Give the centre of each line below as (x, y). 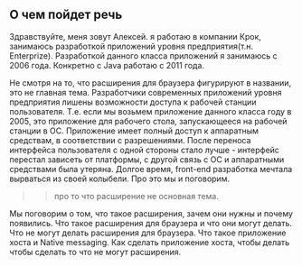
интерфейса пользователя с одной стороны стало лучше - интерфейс (145, 150)
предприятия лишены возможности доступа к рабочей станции (133, 102)
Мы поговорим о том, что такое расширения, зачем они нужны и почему (151, 213)
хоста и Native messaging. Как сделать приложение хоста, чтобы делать (150, 242)
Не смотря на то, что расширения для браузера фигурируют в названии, (151, 83)
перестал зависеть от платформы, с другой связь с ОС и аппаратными (147, 159)
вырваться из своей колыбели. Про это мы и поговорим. (120, 179)
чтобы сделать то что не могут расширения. (95, 252)
